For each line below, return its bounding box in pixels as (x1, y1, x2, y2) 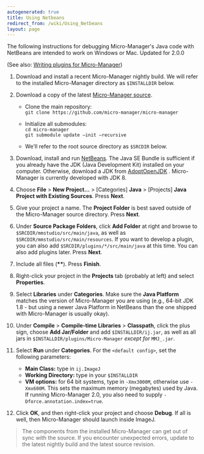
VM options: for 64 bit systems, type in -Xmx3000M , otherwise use (24, 378, 189, 386)
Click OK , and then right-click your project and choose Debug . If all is (15, 409, 191, 417)
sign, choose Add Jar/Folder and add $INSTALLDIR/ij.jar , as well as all (15, 328, 196, 336)
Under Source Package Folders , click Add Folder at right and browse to (15, 222, 198, 230)
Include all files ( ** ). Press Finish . (15, 260, 101, 268)
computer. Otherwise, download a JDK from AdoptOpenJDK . (15, 167, 170, 175)
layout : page (7, 26, 40, 32)
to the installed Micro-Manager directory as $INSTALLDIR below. (15, 79, 175, 87)
